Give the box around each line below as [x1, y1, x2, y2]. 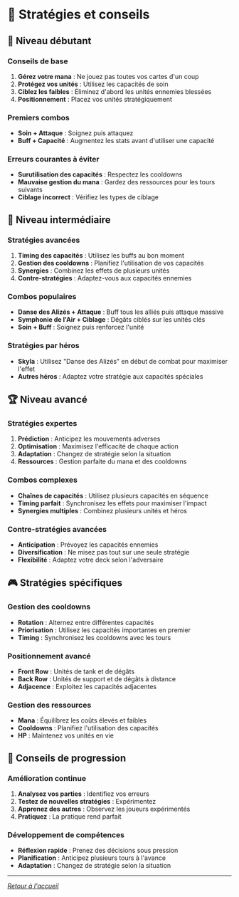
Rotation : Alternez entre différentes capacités [17, 618, 154, 626]
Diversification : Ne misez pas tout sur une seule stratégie [17, 548, 190, 557]
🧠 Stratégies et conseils [7, 6, 150, 23]
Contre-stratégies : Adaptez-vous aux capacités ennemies [17, 274, 192, 283]
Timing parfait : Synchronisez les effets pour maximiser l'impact [17, 498, 208, 508]
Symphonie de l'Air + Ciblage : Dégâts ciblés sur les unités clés [17, 315, 206, 324]
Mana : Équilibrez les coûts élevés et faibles [17, 716, 147, 725]
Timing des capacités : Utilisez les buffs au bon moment [17, 251, 185, 260]
